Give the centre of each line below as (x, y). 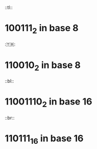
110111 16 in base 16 (44, 139)
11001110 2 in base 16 (48, 102)
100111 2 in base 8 (42, 29)
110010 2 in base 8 (43, 66)
